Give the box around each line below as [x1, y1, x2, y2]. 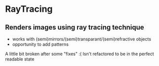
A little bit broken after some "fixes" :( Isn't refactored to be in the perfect [5, 51, 154, 57]
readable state [5, 56, 35, 62]
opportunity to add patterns [12, 41, 69, 47]
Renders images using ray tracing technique [5, 23, 144, 32]
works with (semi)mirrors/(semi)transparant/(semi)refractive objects [12, 36, 152, 42]
